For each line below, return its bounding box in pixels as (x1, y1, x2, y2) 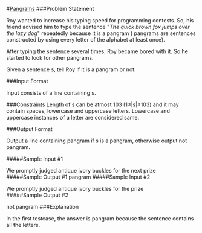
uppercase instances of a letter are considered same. (6, 114, 140, 121)
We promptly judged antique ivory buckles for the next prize (6, 167, 156, 174)
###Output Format (6, 126, 53, 132)
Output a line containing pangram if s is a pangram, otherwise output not (6, 137, 187, 144)
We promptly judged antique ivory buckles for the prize (6, 185, 144, 192)
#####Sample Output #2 (6, 191, 68, 199)
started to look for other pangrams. (6, 54, 94, 61)
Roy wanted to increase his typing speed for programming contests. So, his (6, 17, 194, 24)
